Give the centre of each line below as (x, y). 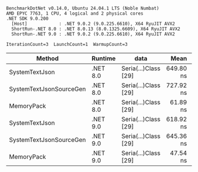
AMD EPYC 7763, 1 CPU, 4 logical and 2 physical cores (75, 14)
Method (47, 58)
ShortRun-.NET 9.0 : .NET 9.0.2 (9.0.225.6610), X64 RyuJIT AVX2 (93, 34)
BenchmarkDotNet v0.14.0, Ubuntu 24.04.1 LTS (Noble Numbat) (83, 8)
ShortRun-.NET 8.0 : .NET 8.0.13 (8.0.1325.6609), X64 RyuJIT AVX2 (96, 29)
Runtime (104, 58)
